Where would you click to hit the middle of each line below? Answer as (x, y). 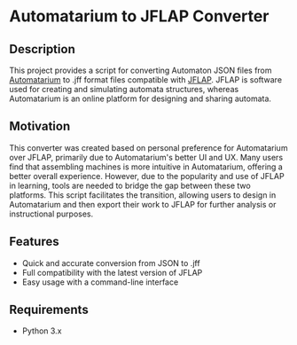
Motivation (40, 126)
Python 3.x (42, 331)
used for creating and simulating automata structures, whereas (124, 89)
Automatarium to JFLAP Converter (139, 16)
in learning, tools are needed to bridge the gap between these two (130, 185)
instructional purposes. (51, 214)
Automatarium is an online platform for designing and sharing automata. (141, 98)
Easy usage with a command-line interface (100, 282)
